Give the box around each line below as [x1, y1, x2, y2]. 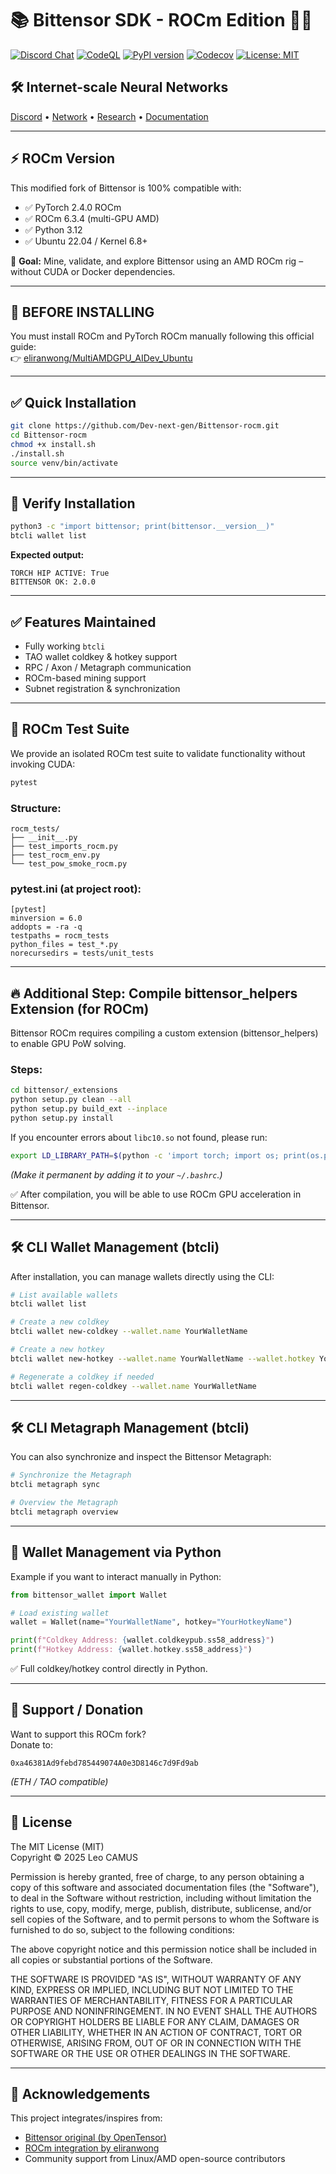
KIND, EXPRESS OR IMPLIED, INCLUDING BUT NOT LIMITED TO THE [10, 1983, 294, 1996]
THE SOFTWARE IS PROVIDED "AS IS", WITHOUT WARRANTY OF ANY [10, 1973, 302, 1985]
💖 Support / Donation [10, 1702, 144, 1719]
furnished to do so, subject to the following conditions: [10, 1923, 235, 1936]
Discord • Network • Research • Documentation [10, 110, 209, 122]
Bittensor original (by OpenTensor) [24, 2132, 167, 2144]
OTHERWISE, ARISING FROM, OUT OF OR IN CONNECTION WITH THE [10, 2037, 302, 2049]
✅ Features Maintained [10, 613, 157, 631]
